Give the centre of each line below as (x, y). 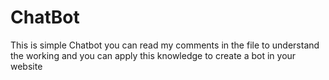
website (26, 66)
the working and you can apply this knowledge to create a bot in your (153, 55)
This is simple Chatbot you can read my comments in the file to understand (165, 45)
